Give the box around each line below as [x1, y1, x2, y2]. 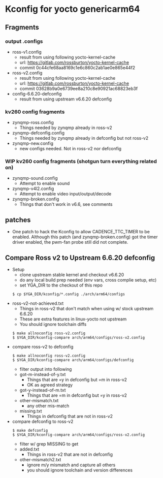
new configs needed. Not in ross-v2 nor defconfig [19, 146, 122, 152]
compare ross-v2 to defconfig [12, 344, 74, 350]
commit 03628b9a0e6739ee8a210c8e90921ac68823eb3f [19, 85, 138, 92]
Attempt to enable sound [19, 181, 70, 187]
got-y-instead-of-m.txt [19, 387, 66, 393]
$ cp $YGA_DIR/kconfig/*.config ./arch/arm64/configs [12, 292, 125, 297]
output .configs [5, 38, 43, 45]
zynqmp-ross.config [12, 120, 54, 126]
